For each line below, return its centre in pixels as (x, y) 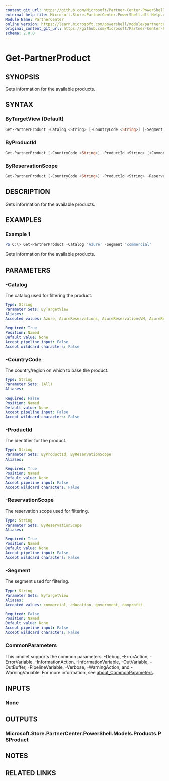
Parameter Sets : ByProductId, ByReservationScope (58, 455)
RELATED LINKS (31, 773)
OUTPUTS (21, 719)
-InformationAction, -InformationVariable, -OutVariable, (92, 662)
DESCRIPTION (28, 192)
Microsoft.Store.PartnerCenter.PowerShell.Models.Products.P (83, 733)
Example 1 (18, 234)
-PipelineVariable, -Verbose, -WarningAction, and (78, 667)
